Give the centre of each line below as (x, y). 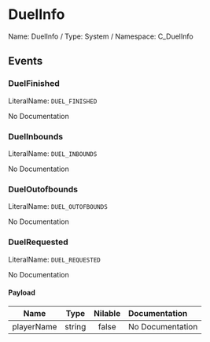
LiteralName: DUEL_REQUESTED (54, 259)
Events (26, 61)
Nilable (107, 313)
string (76, 326)
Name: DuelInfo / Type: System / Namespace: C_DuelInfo (101, 36)
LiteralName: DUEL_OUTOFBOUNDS (58, 206)
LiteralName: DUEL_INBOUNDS (53, 153)
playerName (35, 326)
